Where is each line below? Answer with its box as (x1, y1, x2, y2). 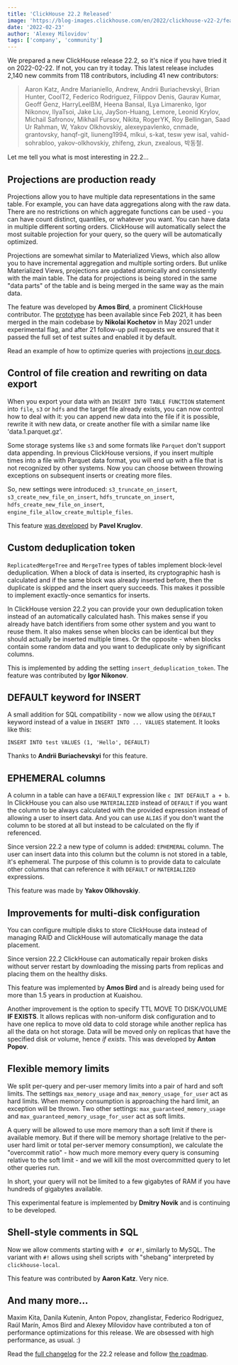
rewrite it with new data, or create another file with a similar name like (7, 419, 210, 428)
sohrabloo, (24, 139, 57, 148)
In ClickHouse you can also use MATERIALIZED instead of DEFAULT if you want (7, 799, 228, 807)
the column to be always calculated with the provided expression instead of (7, 806, 228, 814)
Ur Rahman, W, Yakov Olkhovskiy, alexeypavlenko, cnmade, (24, 123, 199, 131)
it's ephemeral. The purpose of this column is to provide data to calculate (7, 858, 221, 866)
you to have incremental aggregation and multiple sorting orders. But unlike (7, 258, 227, 267)
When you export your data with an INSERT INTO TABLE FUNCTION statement (7, 397, 225, 405)
